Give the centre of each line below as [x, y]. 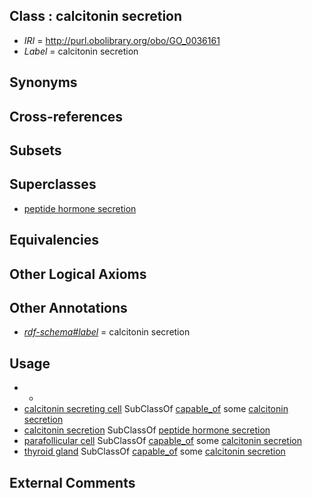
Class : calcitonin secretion [96, 16]
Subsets [35, 150]
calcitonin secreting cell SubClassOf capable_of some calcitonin [156, 409]
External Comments [72, 482]
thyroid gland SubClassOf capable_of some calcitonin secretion [154, 451]
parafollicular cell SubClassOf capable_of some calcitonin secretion [162, 441]
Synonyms [43, 82]
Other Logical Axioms [78, 274]
